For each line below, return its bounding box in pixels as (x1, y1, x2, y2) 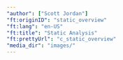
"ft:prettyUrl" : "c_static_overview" (6, 36, 117, 43)
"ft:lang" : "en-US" (6, 23, 64, 30)
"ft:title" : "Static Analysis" (6, 29, 98, 37)
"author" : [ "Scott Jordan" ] (6, 10, 89, 17)
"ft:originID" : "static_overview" (6, 17, 108, 23)
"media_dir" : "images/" (6, 42, 76, 49)
